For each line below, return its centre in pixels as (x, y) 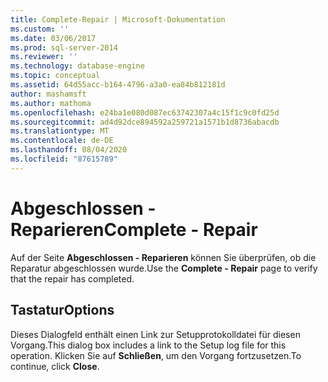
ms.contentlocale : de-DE (62, 141)
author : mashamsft (48, 94)
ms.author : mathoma (51, 103)
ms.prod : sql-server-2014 (64, 47)
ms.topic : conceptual (55, 76)
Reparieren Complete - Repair (134, 229)
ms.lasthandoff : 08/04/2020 (69, 150)
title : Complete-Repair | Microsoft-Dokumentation (118, 19)
